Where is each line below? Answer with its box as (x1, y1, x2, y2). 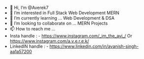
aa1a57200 (9, 49, 32, 54)
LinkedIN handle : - (9, 43, 49, 49)
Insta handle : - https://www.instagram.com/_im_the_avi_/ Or (9, 33, 133, 39)
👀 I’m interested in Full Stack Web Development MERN (9, 10, 119, 16)
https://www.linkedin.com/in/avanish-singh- (49, 43, 139, 49)
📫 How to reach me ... (9, 26, 56, 31)
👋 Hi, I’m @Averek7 (9, 5, 49, 10)
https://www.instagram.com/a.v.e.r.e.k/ (9, 38, 89, 44)
